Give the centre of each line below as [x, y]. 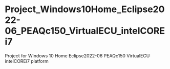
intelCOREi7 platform [27, 61]
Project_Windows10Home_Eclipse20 [85, 9]
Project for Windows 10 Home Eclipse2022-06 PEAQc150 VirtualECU [77, 56]
